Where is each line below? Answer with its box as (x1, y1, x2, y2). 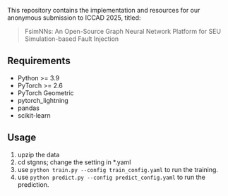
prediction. (17, 180, 49, 189)
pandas (17, 104, 40, 112)
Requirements (7, 55, 71, 67)
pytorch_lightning (17, 96, 68, 104)
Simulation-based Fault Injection (24, 35, 119, 43)
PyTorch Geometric (17, 88, 74, 97)
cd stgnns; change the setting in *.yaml (17, 158, 131, 166)
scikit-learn (17, 111, 51, 119)
